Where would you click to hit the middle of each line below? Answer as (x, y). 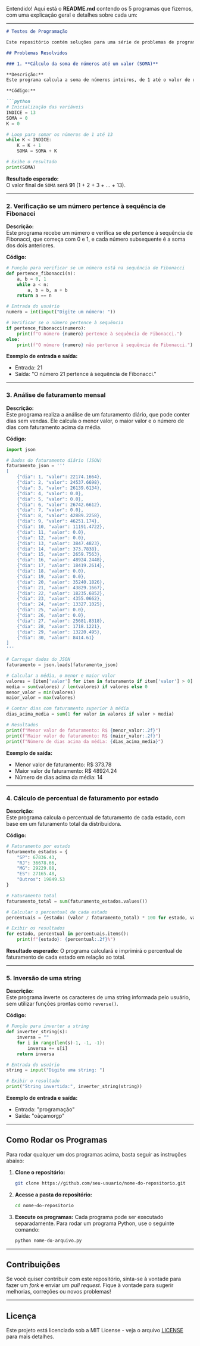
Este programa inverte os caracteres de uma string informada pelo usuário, (98, 997)
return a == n (34, 296)
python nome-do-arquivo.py (48, 1241)
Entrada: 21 (29, 368)
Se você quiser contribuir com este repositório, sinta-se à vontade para (94, 1279)
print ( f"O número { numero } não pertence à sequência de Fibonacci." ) (105, 345)
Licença (21, 1316)
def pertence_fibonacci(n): (41, 273)
